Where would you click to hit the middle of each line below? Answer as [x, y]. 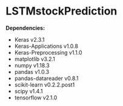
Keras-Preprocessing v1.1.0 [48, 52]
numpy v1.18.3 [32, 65]
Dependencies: [25, 28]
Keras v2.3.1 [29, 39]
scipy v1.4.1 [28, 91]
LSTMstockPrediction [62, 11]
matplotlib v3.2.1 [35, 59]
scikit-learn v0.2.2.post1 [45, 84]
